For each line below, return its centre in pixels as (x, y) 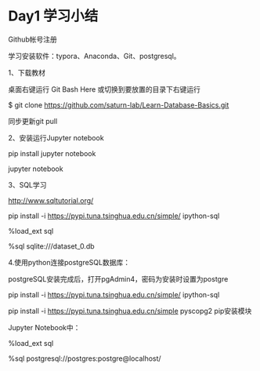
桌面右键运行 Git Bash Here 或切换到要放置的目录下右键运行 (105, 89)
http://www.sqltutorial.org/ (51, 200)
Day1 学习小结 (53, 16)
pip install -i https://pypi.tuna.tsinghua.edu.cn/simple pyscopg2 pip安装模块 (130, 311)
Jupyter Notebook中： (44, 327)
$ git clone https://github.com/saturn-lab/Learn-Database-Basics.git (119, 105)
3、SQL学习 (27, 184)
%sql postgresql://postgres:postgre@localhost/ (85, 358)
